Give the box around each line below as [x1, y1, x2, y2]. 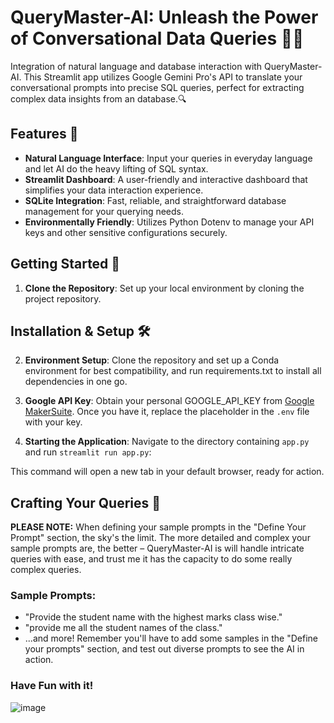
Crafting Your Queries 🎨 [10, 494, 162, 511]
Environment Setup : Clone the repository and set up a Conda [24, 354, 280, 366]
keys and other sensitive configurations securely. [24, 226, 228, 238]
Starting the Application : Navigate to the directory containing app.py [24, 436, 310, 448]
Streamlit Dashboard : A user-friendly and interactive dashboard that [24, 173, 308, 185]
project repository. [24, 292, 102, 305]
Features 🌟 [10, 126, 79, 143]
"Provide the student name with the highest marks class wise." [24, 611, 283, 623]
